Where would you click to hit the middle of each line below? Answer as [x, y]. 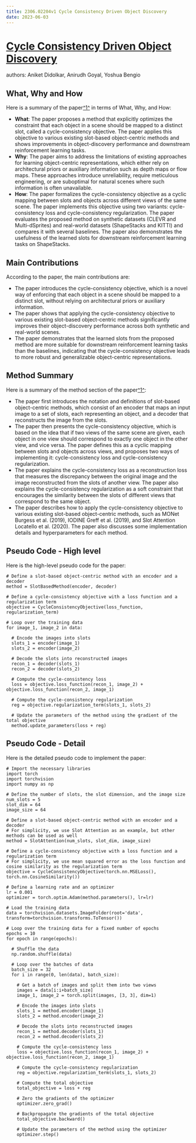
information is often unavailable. [54, 188]
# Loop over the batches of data [52, 964]
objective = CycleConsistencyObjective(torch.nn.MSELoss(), [82, 872]
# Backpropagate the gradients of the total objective [85, 1114]
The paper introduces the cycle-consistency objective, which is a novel [101, 289]
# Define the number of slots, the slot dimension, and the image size [96, 794]
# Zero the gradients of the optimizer [66, 1098]
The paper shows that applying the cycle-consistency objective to [95, 313]
